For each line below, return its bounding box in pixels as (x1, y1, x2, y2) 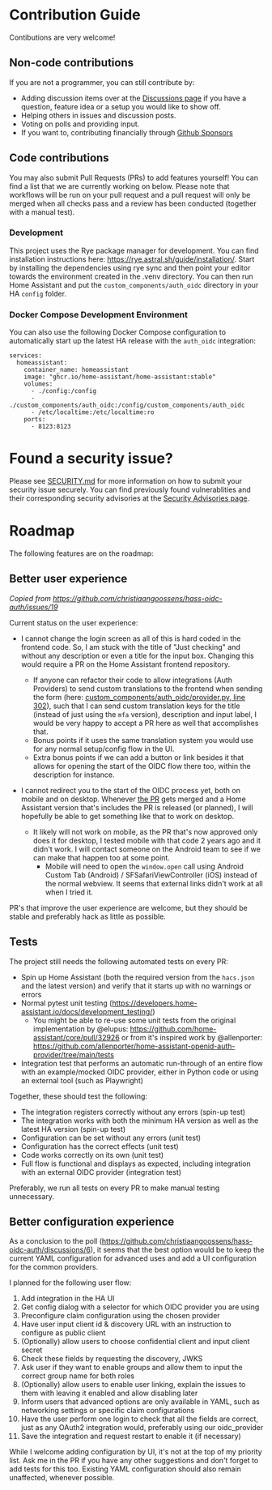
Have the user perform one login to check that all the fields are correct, (20, 1414, 258, 1424)
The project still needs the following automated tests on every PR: (9, 956, 229, 966)
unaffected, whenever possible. (9, 1473, 115, 1483)
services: (9, 352, 43, 360)
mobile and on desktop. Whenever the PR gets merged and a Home (20, 794, 246, 804)
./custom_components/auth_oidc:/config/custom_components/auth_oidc (9, 401, 245, 410)
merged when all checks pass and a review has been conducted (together (9, 199, 257, 208)
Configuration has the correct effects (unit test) (20, 1141, 179, 1151)
